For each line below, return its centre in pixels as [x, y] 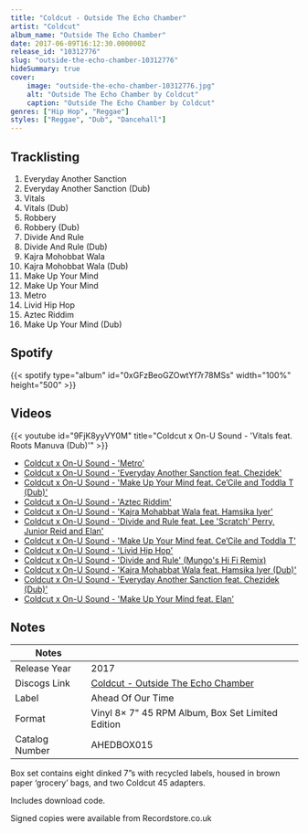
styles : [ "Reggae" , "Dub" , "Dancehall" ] [89, 120]
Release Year [43, 669]
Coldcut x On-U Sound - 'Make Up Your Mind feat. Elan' [129, 598]
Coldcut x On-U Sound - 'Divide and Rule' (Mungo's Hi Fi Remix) [145, 560]
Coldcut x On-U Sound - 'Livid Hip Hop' [98, 550]
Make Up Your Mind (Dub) [73, 324]
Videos [31, 413]
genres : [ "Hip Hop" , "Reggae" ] [70, 111]
